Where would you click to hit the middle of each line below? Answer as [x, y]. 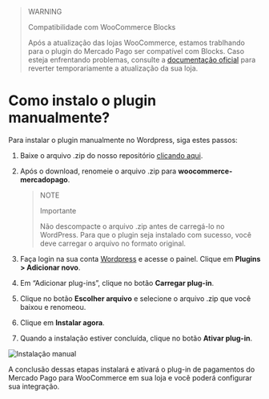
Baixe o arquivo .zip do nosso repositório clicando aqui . [111, 155]
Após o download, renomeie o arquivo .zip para [98, 171]
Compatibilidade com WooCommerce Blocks [102, 27]
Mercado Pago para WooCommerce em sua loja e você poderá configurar [130, 377]
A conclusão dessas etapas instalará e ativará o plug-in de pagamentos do [132, 369]
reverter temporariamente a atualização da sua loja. [113, 68]
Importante [58, 210]
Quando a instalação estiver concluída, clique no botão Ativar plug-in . [136, 338]
